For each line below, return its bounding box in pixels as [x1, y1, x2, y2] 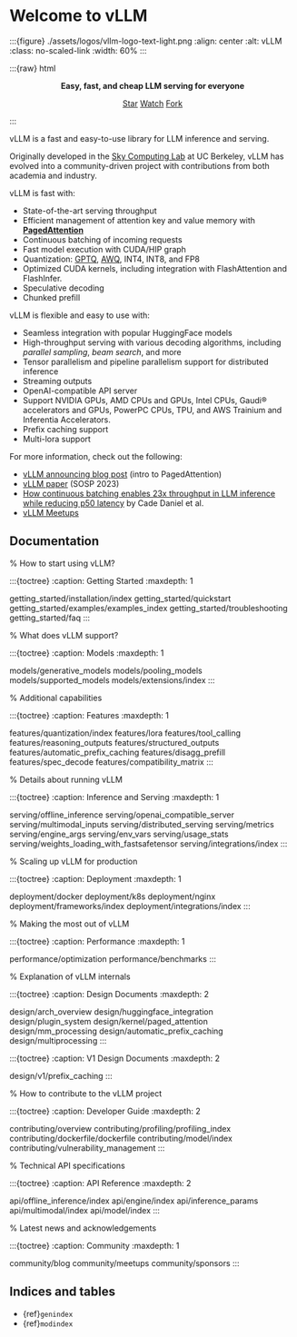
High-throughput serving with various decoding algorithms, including [22, 337, 282, 348]
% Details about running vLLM [9, 774, 123, 785]
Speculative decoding [22, 282, 104, 293]
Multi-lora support [22, 433, 91, 444]
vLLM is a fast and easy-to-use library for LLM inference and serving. [9, 133, 270, 144]
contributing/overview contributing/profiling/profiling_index [9, 1123, 232, 1134]
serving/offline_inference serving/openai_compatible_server [9, 809, 234, 820]
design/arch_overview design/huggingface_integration [9, 1005, 213, 1017]
